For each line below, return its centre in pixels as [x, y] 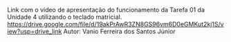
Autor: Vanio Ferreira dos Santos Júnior [120, 31]
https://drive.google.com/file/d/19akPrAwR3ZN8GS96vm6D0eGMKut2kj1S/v [115, 24]
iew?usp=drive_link [35, 31]
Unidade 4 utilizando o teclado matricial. [65, 17]
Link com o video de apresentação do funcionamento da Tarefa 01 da [106, 10]
